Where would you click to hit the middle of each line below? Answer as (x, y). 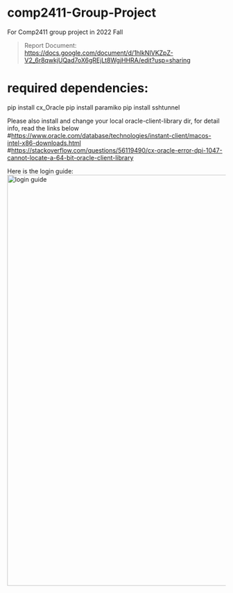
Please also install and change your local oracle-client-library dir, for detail (113, 121)
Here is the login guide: (41, 171)
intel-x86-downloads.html (44, 143)
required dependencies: (78, 88)
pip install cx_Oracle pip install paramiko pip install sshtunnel (94, 107)
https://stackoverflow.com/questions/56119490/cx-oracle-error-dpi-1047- (117, 150)
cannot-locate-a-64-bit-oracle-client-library (70, 157)
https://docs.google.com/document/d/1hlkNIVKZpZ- (98, 53)
